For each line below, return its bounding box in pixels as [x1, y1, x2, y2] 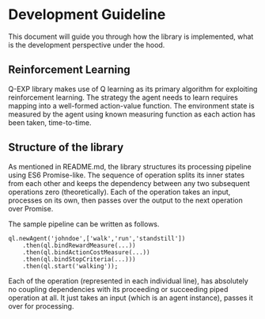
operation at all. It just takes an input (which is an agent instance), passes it [8, 293, 253, 302]
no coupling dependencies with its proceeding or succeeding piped [8, 284, 229, 294]
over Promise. [8, 203, 54, 213]
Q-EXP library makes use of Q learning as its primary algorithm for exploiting [8, 84, 258, 93]
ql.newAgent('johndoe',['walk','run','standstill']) [8, 234, 186, 242]
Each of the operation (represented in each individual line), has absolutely [8, 275, 249, 286]
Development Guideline [8, 6, 166, 24]
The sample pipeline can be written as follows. [8, 219, 160, 229]
